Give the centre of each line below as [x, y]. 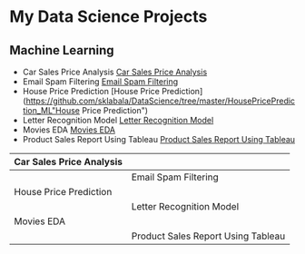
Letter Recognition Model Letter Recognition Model [118, 120]
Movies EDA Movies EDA [69, 130]
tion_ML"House [51, 110]
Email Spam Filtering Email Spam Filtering [100, 82]
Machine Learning [62, 50]
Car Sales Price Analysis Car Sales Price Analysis [115, 72]
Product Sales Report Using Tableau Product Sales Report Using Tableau [159, 139]
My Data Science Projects [108, 17]
